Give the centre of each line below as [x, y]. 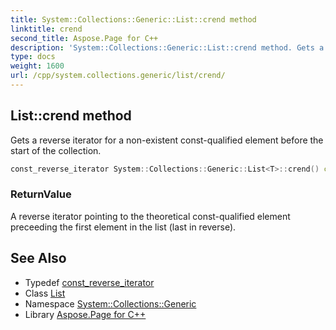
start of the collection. [56, 150]
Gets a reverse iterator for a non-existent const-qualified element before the [167, 140]
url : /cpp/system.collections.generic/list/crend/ [118, 76]
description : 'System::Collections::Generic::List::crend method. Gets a [167, 47]
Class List [45, 293]
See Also [38, 258]
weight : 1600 [37, 66]
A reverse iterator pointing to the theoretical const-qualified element [150, 216]
